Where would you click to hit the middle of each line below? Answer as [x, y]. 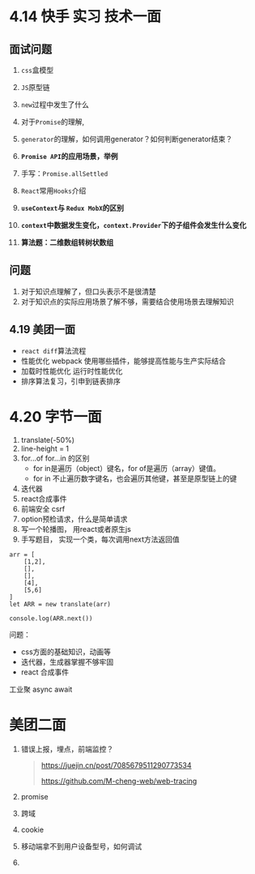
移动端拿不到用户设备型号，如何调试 [81, 846]
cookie [32, 829]
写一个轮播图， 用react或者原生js [76, 529]
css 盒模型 [37, 70]
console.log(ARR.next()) [51, 618]
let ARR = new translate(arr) [60, 604]
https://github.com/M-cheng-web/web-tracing [119, 781]
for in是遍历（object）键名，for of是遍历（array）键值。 [127, 468]
